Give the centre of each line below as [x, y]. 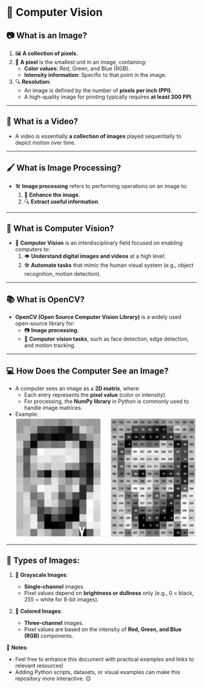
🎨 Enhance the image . [52, 195]
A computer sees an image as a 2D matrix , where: [78, 388]
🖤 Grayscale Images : [41, 575]
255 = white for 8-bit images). [61, 600]
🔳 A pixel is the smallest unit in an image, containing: [81, 62]
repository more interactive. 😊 [53, 679]
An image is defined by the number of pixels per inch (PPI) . [98, 90]
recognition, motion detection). [63, 274]
